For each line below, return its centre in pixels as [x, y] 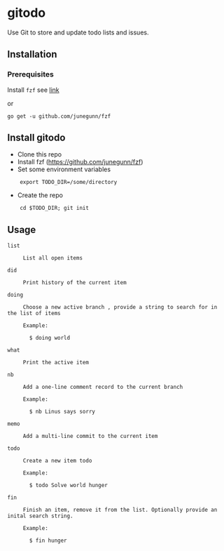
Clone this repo [39, 154]
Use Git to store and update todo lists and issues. [78, 32]
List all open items [52, 258]
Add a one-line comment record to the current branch [103, 387]
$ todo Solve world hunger [69, 486]
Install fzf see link [33, 90]
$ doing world [50, 338]
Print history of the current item [75, 283]
